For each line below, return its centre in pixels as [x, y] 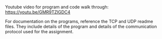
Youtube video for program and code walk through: [57, 7]
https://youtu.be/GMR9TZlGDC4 [38, 12]
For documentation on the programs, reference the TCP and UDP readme [79, 21]
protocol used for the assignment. [39, 32]
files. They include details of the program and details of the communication [81, 26]
